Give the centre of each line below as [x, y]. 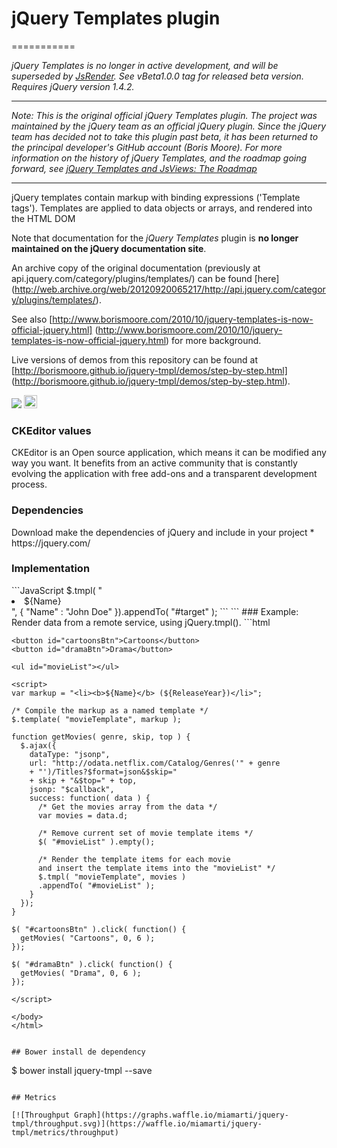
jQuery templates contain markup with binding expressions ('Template [156, 197]
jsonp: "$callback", [72, 789]
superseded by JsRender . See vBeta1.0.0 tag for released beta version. [157, 76]
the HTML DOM [43, 218]
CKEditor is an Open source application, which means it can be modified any [169, 453]
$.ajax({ [38, 745]
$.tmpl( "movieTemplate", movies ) [112, 877]
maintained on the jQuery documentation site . [109, 248]
